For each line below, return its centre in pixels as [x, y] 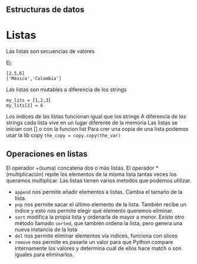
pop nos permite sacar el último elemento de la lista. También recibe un [100, 204]
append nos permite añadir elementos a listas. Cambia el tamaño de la [98, 192]
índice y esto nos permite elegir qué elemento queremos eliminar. [94, 211]
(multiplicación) [25, 174]
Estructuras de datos [45, 10]
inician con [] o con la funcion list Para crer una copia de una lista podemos [97, 129]
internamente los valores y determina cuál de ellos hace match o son [98, 248]
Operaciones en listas [47, 154]
